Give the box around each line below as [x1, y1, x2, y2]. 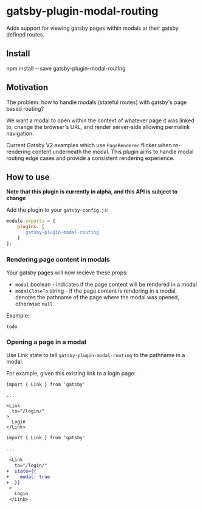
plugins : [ [17, 224, 45, 230]
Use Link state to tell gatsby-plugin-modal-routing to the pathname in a [6, 352, 185, 359]
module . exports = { [6, 218, 56, 224]
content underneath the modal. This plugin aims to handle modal [32, 148, 194, 155]
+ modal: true [6, 473, 50, 480]
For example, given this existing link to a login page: [6, 370, 136, 377]
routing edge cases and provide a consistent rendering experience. [6, 154, 175, 162]
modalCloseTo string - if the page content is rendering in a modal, [15, 287, 177, 294]
